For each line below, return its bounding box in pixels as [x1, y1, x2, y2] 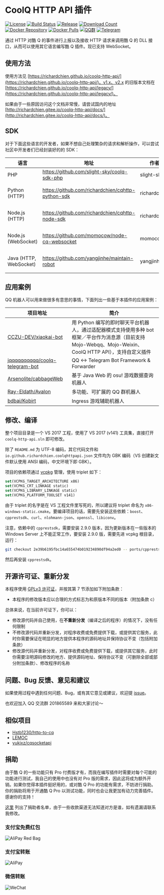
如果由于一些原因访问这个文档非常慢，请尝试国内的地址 [5, 101, 116, 107]
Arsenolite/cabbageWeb [7, 375, 63, 382]
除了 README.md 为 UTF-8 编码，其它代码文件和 [5, 447, 99, 452]
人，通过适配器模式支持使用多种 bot [71, 327, 154, 334]
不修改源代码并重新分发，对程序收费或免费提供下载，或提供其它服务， [12, 630, 154, 635]
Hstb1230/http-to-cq [12, 730, 54, 735]
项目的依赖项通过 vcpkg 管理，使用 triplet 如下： [5, 469, 102, 475]
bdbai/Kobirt [7, 397, 37, 404]
